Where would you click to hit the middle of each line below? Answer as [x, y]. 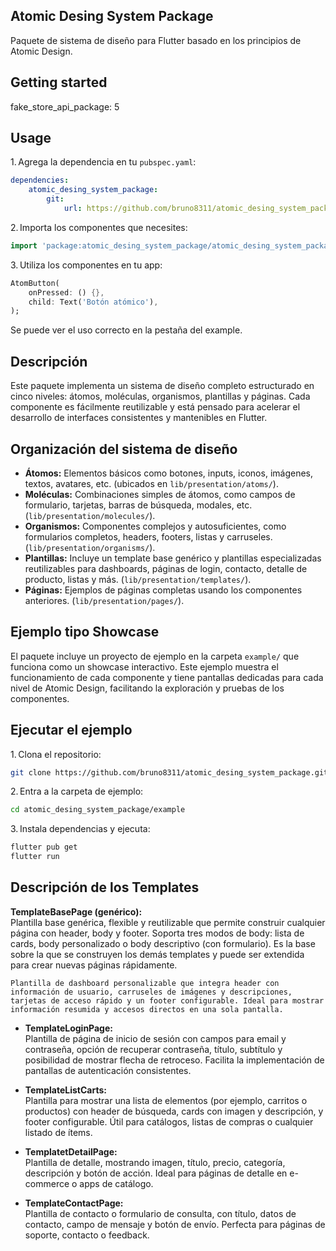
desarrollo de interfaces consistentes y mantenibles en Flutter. [139, 418]
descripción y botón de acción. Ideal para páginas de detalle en [156, 1173]
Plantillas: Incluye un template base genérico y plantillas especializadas [173, 558]
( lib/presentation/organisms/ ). [90, 547]
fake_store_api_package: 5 [65, 106]
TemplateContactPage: [74, 1203]
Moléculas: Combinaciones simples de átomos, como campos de [160, 494]
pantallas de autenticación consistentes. [108, 1070]
